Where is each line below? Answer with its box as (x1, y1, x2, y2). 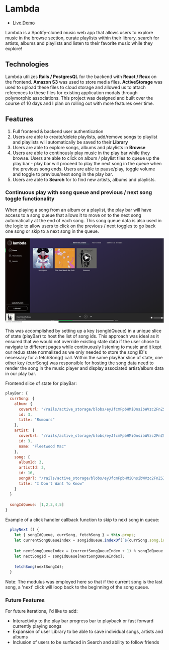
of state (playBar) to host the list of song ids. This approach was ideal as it (5, 333, 159, 339)
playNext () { (10, 527, 39, 532)
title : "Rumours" (18, 417, 55, 422)
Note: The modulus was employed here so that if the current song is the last (5, 579, 163, 585)
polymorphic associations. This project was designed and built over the (5, 95, 153, 101)
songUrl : (18, 476, 37, 481)
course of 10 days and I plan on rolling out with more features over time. (5, 100, 154, 106)
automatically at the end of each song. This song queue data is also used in (5, 217, 162, 223)
